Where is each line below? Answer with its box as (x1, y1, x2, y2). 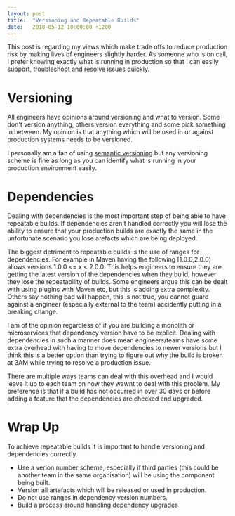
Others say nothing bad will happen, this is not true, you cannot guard (7, 292, 209, 301)
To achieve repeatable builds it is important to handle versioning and (7, 442, 206, 451)
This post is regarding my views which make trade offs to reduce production (7, 43, 228, 51)
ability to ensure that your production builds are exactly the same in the (7, 226, 213, 236)
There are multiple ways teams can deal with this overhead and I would (7, 372, 213, 380)
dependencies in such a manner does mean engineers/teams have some (7, 336, 217, 344)
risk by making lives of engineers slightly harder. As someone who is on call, (7, 50, 228, 58)
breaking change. (7, 307, 58, 316)
